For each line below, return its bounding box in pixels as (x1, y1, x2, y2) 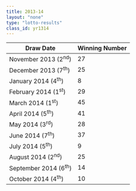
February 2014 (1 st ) (9, 87, 67, 96)
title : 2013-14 (6, 8, 44, 15)
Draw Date (25, 44, 56, 52)
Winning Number (77, 44, 127, 52)
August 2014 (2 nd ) (9, 152, 62, 161)
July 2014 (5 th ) (9, 141, 53, 151)
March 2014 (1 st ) (9, 97, 59, 107)
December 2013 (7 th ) (9, 65, 70, 74)
